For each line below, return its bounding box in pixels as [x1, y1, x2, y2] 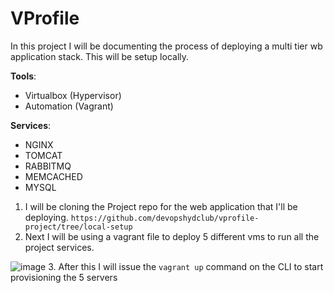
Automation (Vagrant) [24, 100, 114, 112]
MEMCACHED [24, 170, 83, 182]
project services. [24, 241, 95, 253]
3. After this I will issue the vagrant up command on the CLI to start [48, 260, 324, 272]
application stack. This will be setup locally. [10, 50, 190, 62]
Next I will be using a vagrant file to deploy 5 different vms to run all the [24, 230, 320, 242]
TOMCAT [24, 149, 63, 161]
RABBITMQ [24, 160, 72, 172]
